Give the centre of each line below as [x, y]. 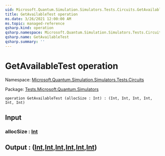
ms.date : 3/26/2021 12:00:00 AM [38, 19]
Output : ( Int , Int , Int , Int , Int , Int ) [51, 147]
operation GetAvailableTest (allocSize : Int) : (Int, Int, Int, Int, [79, 98]
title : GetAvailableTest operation [41, 14]
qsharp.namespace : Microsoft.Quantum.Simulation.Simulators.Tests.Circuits [84, 32]
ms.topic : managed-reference [35, 23]
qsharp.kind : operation [29, 28]
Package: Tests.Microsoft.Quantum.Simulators [52, 89]
